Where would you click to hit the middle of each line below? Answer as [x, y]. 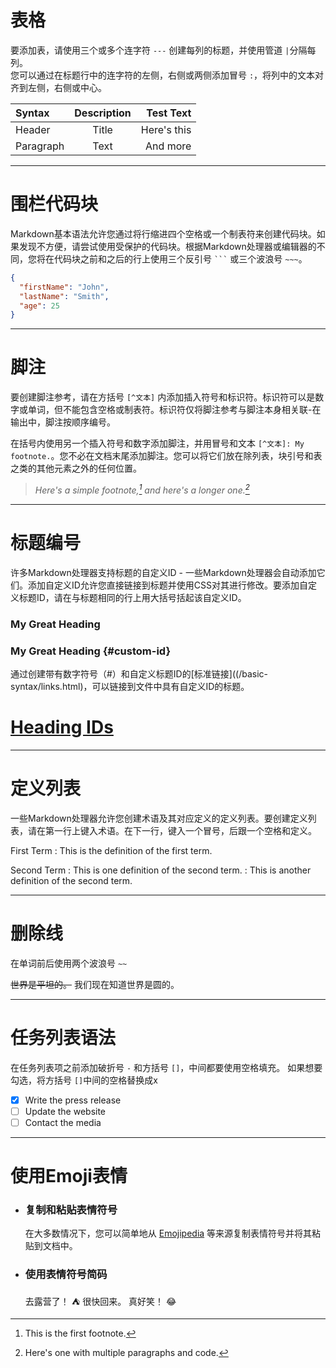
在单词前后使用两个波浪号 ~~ [69, 963]
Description [103, 113]
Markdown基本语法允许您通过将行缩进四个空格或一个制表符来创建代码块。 [163, 233]
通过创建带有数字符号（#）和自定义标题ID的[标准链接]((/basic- [139, 674]
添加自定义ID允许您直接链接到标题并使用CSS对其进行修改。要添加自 [168, 585]
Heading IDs [62, 727]
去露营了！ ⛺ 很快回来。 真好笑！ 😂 [100, 1301]
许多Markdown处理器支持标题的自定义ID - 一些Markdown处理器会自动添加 [163, 572]
